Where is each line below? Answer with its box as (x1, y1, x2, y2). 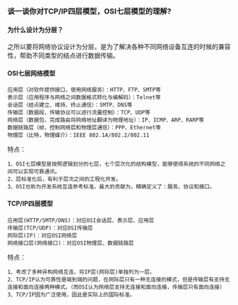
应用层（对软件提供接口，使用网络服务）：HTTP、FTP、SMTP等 (7, 87, 161, 94)
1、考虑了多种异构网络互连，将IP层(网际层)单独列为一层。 (7, 268, 156, 275)
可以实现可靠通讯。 (12, 168, 60, 176)
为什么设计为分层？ (7, 25, 64, 33)
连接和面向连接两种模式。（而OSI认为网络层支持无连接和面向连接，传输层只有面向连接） (7, 283, 225, 291)
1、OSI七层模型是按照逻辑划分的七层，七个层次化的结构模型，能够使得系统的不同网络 (7, 161, 221, 168)
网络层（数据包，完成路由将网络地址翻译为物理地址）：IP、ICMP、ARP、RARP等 (7, 117, 204, 124)
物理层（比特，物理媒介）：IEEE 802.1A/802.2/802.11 (7, 132, 150, 139)
